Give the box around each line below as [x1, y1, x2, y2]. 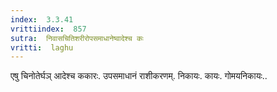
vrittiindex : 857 [10, 24, 87, 34]
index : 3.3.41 [10, 14, 74, 25]
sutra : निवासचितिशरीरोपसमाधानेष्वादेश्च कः [10, 33, 144, 43]
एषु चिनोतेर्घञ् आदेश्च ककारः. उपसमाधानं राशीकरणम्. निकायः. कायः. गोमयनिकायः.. [10, 70, 268, 82]
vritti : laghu [10, 42, 74, 53]
